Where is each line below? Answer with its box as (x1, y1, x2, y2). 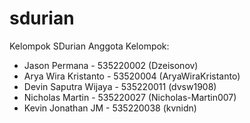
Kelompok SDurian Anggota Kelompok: (9, 40, 170, 52)
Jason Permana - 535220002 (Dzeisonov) (23, 59, 199, 71)
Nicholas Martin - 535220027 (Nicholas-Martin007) (23, 91, 237, 103)
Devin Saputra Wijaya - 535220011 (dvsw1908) (23, 80, 217, 92)
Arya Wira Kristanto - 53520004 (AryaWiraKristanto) (23, 70, 241, 82)
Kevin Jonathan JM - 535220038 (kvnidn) (23, 102, 197, 114)
